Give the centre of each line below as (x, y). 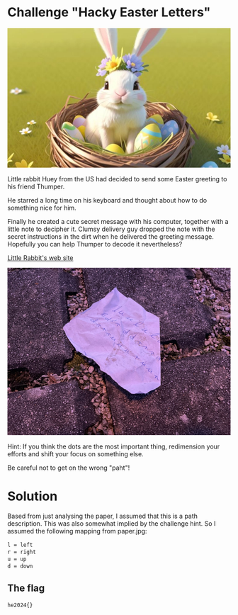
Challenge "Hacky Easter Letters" (109, 12)
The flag (26, 588)
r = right (22, 552)
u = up (17, 559)
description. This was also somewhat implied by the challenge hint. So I (112, 524)
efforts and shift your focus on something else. (75, 454)
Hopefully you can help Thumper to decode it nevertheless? (95, 244)
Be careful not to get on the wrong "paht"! (69, 468)
